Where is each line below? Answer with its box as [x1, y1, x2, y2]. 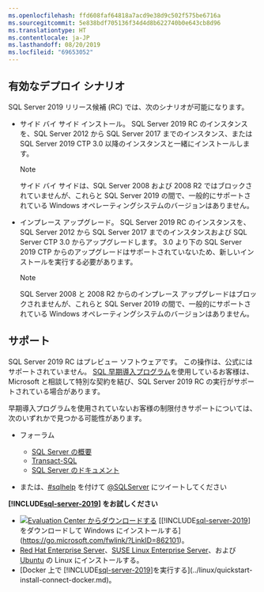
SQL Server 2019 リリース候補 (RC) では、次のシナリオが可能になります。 [8, 102, 249, 112]
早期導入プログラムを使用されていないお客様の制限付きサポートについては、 [8, 403, 257, 412]
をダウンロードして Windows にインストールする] [19, 526, 182, 535]
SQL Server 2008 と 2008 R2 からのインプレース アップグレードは [19, 289, 236, 298]
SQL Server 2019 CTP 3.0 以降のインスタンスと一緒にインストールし [19, 139, 243, 148]
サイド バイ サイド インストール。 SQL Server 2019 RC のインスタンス [19, 119, 248, 128]
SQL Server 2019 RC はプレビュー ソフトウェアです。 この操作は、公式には [8, 357, 253, 366]
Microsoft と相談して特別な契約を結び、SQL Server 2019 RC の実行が [8, 377, 235, 386]
